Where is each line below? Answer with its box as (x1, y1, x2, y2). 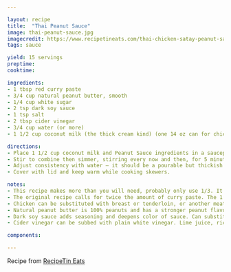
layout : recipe (7, 16, 51, 23)
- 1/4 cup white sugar (7, 98, 72, 105)
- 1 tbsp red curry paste (7, 85, 81, 93)
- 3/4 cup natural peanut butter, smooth (7, 92, 128, 99)
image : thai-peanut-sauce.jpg (7, 29, 94, 36)
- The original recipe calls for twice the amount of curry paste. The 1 (7, 193, 223, 200)
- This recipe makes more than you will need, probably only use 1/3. (7, 187, 214, 194)
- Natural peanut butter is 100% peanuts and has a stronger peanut (7, 207, 208, 213)
